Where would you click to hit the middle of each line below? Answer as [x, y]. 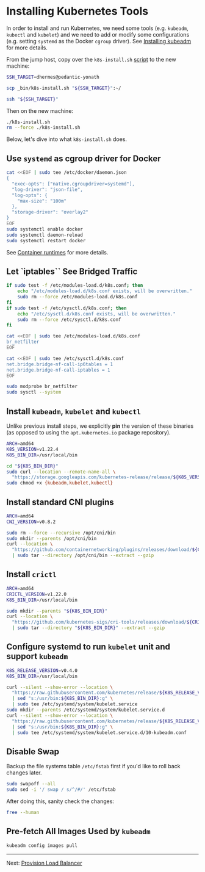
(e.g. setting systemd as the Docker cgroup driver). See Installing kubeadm [99, 41]
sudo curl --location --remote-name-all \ [61, 472]
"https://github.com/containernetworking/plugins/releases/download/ [102, 550]
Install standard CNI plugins [60, 502]
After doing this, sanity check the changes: [60, 801]
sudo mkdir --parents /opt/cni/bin [52, 538]
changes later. [24, 773]
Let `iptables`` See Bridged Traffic [72, 271]
